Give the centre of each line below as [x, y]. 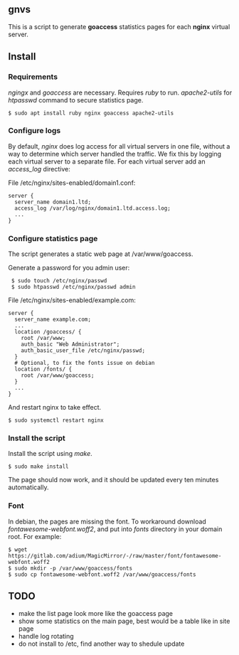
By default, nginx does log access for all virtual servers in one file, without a [119, 146]
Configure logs [34, 131]
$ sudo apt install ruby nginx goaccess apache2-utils [91, 113]
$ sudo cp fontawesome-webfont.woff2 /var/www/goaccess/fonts [102, 574]
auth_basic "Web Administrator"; [70, 345]
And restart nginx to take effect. [55, 408]
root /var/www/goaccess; [58, 376]
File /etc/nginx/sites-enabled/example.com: [72, 300]
